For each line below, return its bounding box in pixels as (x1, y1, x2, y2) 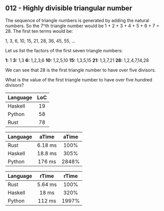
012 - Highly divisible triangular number (5, 4, 132, 13)
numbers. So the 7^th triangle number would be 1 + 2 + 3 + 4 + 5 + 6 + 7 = (5, 23, 159, 29)
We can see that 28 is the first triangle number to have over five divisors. (5, 67, 156, 73)
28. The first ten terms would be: (5, 28, 73, 34)
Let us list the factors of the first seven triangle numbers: (5, 47, 123, 53)
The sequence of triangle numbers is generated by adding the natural (5, 17, 149, 23)
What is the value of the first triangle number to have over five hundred (5, 76, 152, 82)
